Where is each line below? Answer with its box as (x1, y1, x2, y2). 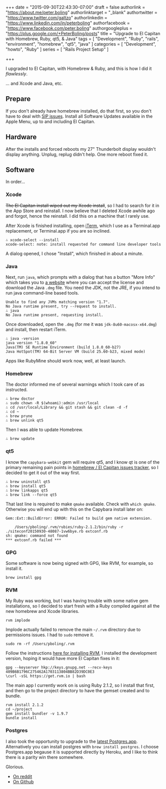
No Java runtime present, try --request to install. (5, 304, 117, 309)
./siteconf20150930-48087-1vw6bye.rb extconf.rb (5, 529, 108, 534)
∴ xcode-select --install (5, 238, 59, 243)
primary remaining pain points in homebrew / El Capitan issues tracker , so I (5, 464, 159, 470)
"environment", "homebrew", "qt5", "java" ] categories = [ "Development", (5, 41, 157, 47)
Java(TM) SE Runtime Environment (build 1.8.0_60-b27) (5, 345, 121, 350)
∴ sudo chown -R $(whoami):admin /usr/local (5, 401, 99, 406)
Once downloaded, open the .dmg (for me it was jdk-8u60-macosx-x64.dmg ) (5, 321, 157, 327)
